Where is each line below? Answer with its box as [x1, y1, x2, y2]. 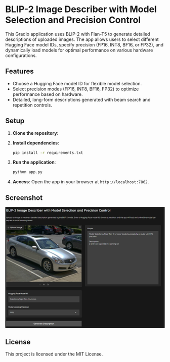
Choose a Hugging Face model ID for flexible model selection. [12, 80, 142, 86]
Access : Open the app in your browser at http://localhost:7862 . [12, 179, 149, 185]
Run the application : [12, 159, 56, 165]
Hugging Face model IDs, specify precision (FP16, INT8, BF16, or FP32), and [5, 41, 163, 47]
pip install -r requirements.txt [12, 150, 83, 155]
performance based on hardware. [12, 91, 83, 97]
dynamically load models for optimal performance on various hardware [5, 47, 153, 53]
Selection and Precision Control [5, 14, 141, 26]
